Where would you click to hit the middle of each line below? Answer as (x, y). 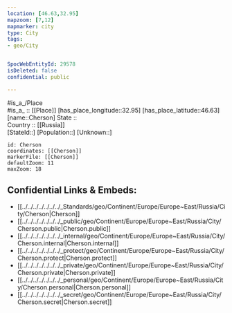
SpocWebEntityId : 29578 (42, 64)
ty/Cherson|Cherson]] (48, 214)
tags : (15, 39)
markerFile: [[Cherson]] (43, 157)
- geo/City (23, 46)
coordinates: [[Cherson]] (44, 151)
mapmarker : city (30, 26)
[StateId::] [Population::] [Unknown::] (60, 132)
